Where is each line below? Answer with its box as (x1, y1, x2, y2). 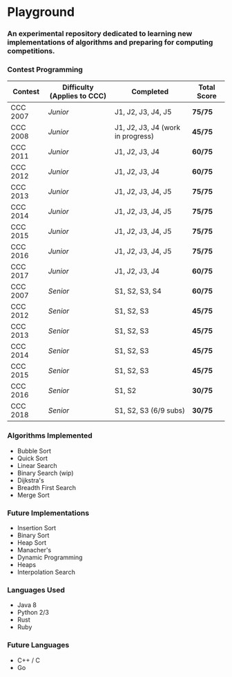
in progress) (114, 132, 154, 141)
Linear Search (17, 461, 57, 469)
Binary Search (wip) (17, 469, 74, 477)
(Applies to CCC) (49, 91, 107, 101)
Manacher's (17, 546, 52, 554)
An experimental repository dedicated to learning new (7, 29, 193, 39)
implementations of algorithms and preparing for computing (7, 37, 213, 47)
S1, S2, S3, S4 (114, 287, 162, 296)
